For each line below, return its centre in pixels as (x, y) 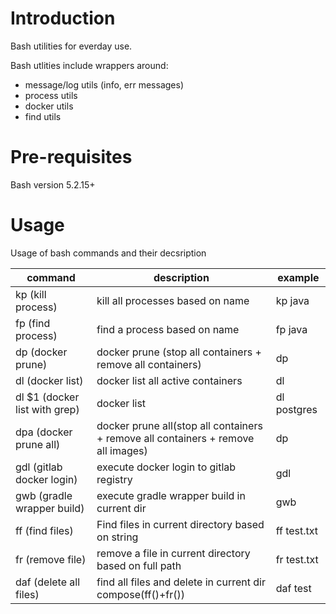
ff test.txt (297, 530)
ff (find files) (44, 530)
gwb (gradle (44, 495)
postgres (296, 409)
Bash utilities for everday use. (71, 46)
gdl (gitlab (39, 467)
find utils (43, 116)
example (298, 277)
